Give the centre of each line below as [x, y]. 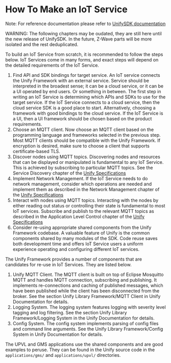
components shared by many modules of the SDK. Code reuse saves [85, 238]
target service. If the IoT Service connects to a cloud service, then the [86, 102]
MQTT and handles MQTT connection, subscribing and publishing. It [85, 280]
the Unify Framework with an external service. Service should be [81, 80]
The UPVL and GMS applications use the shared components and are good [84, 344]
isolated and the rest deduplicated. [42, 44]
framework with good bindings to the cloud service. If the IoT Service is [88, 113]
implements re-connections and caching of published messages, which [88, 285]
